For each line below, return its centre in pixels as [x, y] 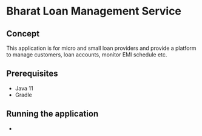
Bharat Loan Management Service [94, 11]
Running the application [52, 114]
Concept [23, 34]
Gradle [23, 95]
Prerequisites [32, 74]
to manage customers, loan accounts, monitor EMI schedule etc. [87, 55]
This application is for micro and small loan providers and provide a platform [101, 48]
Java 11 [24, 88]
